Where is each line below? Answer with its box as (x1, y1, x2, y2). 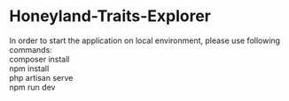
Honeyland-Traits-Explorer (9, 6, 211, 26)
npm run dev (9, 82, 56, 92)
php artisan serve (9, 72, 74, 83)
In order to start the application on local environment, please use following (9, 35, 281, 46)
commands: (9, 44, 53, 54)
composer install (9, 54, 70, 64)
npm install (9, 63, 50, 74)
